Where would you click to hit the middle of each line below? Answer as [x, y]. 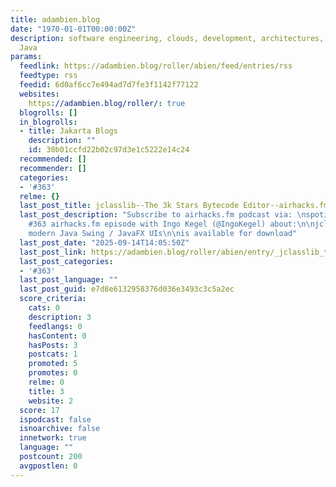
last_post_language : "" [68, 280]
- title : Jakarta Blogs [68, 131]
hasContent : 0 [57, 336]
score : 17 [39, 410]
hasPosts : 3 [53, 345]
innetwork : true [53, 438]
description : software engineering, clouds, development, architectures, [167, 38]
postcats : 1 [53, 354]
